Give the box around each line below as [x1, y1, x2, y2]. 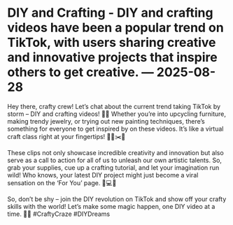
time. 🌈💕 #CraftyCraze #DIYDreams [7, 210, 111, 218]
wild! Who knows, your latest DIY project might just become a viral [7, 170, 199, 179]
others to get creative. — [7, 64, 154, 80]
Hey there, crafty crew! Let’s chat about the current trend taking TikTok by [7, 102, 221, 110]
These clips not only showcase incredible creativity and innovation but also [7, 148, 224, 157]
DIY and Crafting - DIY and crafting [7, 5, 213, 21]
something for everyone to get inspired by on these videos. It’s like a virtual [7, 124, 224, 133]
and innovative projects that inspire [7, 50, 218, 66]
